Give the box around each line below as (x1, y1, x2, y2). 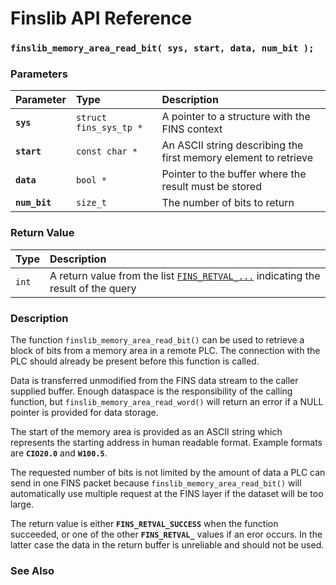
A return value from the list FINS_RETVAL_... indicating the (49, 268, 321, 282)
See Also (10, 563, 55, 577)
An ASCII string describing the (161, 138, 304, 152)
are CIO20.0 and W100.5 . (10, 447, 108, 459)
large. (10, 498, 35, 510)
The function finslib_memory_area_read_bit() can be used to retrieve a (10, 334, 305, 346)
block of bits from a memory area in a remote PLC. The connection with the (10, 345, 321, 356)
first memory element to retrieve (161, 151, 313, 165)
